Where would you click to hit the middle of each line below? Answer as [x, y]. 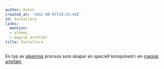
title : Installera [24, 42]
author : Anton [20, 10]
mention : [19, 28]
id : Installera [21, 19]
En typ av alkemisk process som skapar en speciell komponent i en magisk [82, 56]
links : [12, 24]
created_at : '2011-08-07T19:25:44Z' [43, 14]
